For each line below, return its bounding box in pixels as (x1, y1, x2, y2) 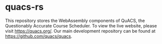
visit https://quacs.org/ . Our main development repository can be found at (5, 28, 156, 34)
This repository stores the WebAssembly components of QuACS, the (5, 18, 145, 23)
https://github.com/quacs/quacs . (5, 33, 73, 39)
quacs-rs (5, 1, 44, 13)
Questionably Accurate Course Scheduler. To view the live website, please (5, 22, 157, 28)
